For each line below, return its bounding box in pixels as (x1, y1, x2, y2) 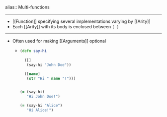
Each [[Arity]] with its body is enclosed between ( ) (12, 24, 119, 29)
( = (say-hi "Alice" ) (19, 103, 63, 108)
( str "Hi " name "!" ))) (26, 76, 76, 81)
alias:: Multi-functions (5, 4, 50, 10)
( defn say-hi (19, 49, 47, 54)
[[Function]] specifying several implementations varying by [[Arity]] (12, 18, 151, 24)
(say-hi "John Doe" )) (26, 62, 72, 67)
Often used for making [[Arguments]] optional (12, 38, 106, 44)
